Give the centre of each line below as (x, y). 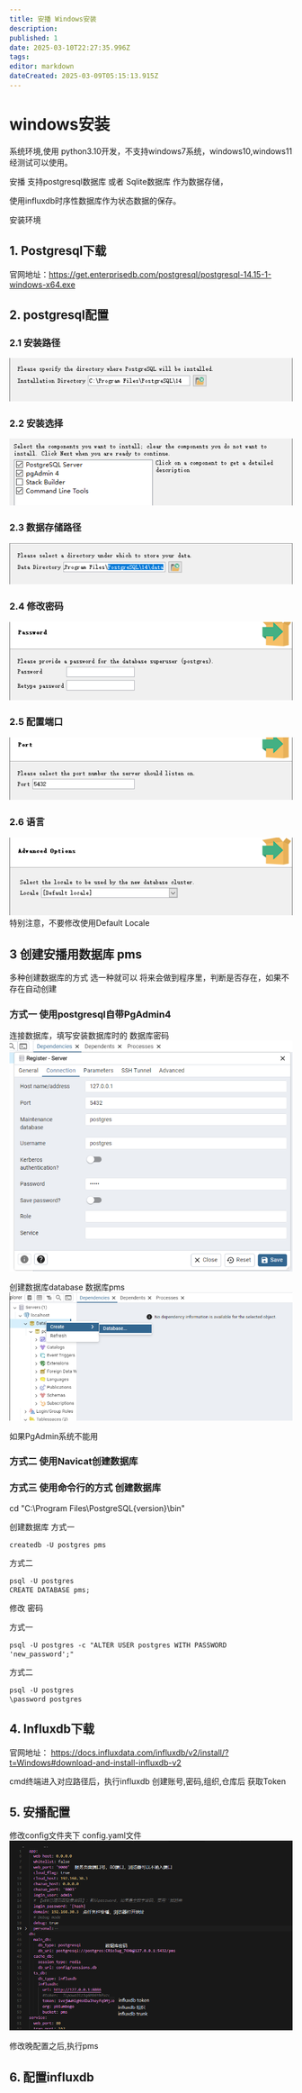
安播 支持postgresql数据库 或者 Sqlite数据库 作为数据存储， (119, 181)
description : (34, 28)
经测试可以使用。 (41, 162)
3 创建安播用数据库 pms (75, 954)
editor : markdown (42, 67)
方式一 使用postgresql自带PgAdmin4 (90, 1015)
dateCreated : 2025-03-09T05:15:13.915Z (84, 77)
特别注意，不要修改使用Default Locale (80, 923)
